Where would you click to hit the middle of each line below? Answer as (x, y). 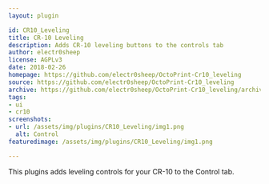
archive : (23, 90)
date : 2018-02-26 (37, 68)
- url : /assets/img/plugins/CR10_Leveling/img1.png (96, 127)
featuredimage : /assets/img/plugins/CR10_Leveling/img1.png (111, 142)
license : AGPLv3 (35, 60)
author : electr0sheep (44, 53)
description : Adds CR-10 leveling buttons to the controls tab (116, 45)
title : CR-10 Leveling (46, 38)
